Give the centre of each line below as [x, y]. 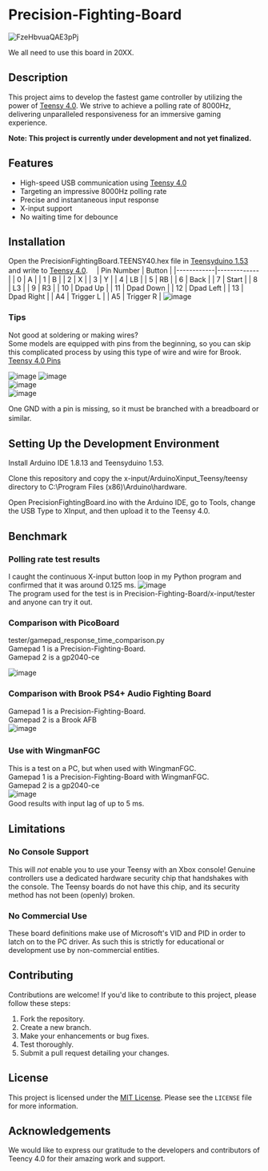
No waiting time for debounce [69, 216]
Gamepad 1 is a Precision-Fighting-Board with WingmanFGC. [109, 777]
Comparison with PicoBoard [64, 623]
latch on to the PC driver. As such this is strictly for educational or [116, 942]
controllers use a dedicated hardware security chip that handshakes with [128, 878]
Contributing [41, 975]
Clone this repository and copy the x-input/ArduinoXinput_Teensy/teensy [128, 478]
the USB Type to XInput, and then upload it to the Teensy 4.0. [109, 511]
